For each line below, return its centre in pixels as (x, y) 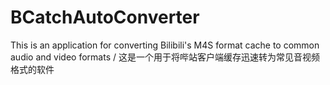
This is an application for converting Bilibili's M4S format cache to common (165, 45)
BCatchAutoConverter (105, 17)
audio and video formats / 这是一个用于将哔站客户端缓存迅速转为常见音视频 (165, 57)
